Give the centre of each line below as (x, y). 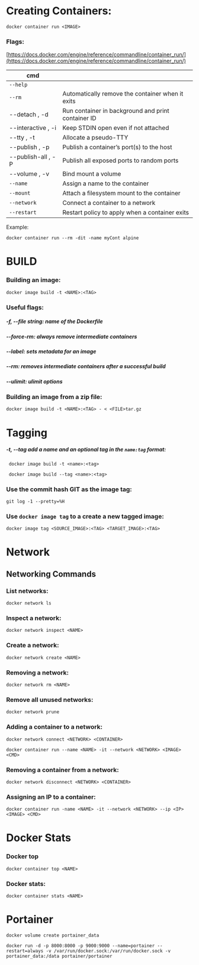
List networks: (27, 591)
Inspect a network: (34, 618)
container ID (79, 118)
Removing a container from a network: (63, 770)
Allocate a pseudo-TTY (95, 138)
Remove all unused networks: (50, 700)
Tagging (27, 433)
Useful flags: (25, 307)
